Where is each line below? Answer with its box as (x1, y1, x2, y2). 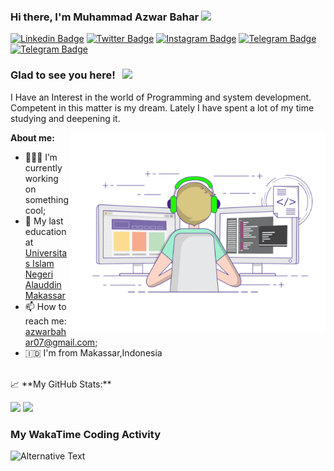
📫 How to (24, 300, 67, 312)
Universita (24, 246, 68, 259)
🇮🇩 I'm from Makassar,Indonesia (24, 346, 163, 359)
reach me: (24, 315, 67, 327)
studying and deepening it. (10, 112, 121, 124)
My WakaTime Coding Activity (10, 427, 161, 441)
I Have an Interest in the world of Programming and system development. (10, 91, 312, 103)
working (24, 172, 59, 184)
